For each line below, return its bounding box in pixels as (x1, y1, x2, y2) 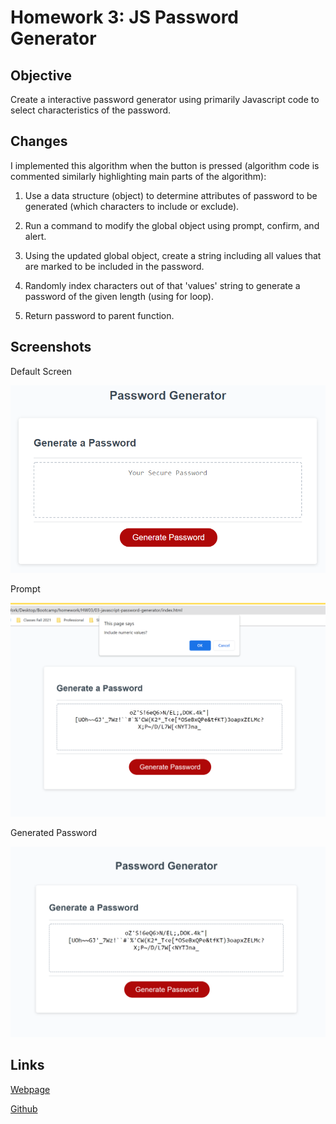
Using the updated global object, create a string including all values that (24, 249, 322, 261)
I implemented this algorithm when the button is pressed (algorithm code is (10, 159, 320, 171)
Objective (10, 67, 73, 84)
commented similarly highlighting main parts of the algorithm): (10, 170, 267, 182)
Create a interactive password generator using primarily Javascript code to (10, 94, 320, 105)
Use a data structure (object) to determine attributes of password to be (24, 189, 318, 201)
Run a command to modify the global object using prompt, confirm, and (24, 219, 320, 231)
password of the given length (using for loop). (24, 290, 214, 302)
